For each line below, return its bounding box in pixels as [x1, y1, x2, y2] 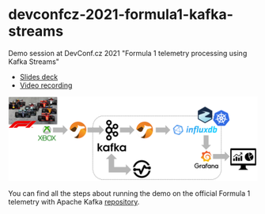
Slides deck [19, 72, 59, 81]
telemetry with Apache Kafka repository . [8, 197, 140, 207]
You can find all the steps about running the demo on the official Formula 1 [8, 189, 251, 198]
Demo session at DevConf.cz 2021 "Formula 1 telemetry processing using [8, 48, 248, 58]
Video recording [19, 81, 73, 90]
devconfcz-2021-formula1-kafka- [8, 6, 233, 24]
